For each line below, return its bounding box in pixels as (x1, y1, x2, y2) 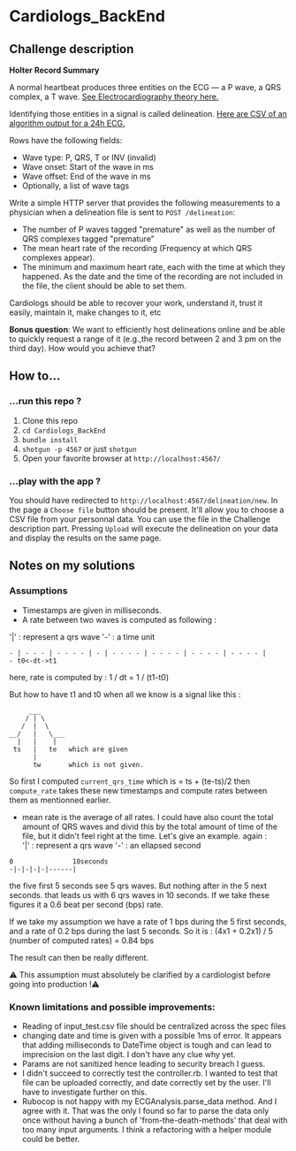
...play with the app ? (9, 475, 102, 487)
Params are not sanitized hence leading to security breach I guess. (21, 1058, 266, 1069)
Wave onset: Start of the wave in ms (21, 162, 155, 172)
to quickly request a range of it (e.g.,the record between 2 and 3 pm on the (9, 334, 282, 344)
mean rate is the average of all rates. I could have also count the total (21, 811, 274, 822)
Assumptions (9, 585, 68, 597)
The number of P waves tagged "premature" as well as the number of (21, 224, 276, 234)
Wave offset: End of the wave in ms (21, 171, 151, 181)
